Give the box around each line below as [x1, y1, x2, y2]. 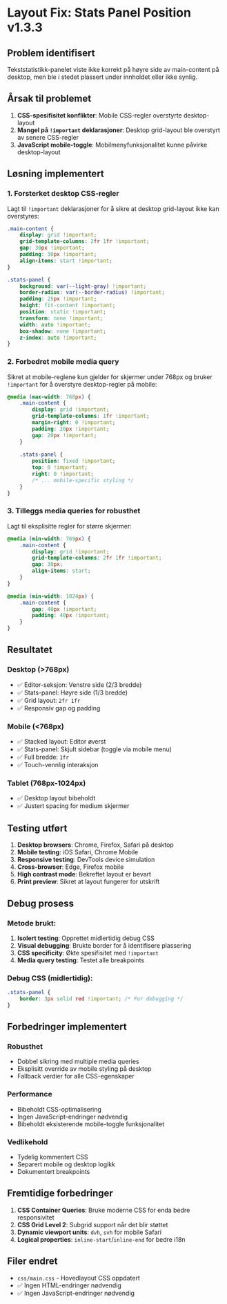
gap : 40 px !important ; [32, 605, 97, 613]
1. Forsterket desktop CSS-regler [7, 189, 119, 199]
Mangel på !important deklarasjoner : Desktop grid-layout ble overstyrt [17, 126, 221, 134]
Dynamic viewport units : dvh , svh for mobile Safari [17, 1228, 162, 1236]
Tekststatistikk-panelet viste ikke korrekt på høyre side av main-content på [7, 66, 219, 73]
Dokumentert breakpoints [17, 1168, 90, 1176]
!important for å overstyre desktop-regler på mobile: [7, 380, 157, 388]
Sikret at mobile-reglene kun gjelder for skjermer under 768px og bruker [7, 372, 213, 381]
